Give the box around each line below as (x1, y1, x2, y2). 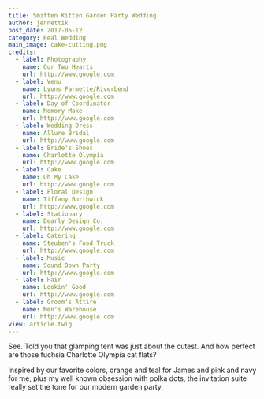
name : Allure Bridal (22, 129, 90, 137)
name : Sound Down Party (22, 262, 101, 269)
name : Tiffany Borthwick (22, 195, 104, 203)
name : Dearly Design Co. (22, 217, 104, 225)
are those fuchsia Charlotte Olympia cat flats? (8, 350, 157, 359)
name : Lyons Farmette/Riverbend (22, 85, 128, 93)
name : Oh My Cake (22, 173, 80, 182)
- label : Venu (15, 77, 61, 85)
